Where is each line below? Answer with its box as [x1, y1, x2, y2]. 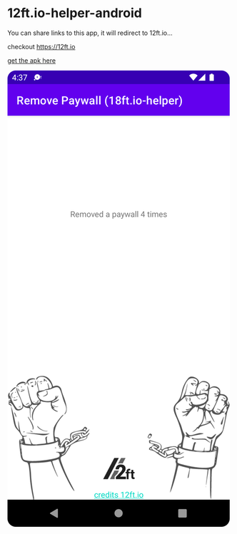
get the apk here [7, 56, 56, 65]
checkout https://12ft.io [7, 42, 76, 51]
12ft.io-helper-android [7, 5, 143, 21]
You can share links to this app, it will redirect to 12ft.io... [7, 29, 173, 37]
